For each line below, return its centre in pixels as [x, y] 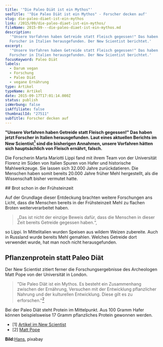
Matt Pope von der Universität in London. [46, 275]
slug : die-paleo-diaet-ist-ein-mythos [44, 19]
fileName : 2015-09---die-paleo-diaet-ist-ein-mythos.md [63, 28]
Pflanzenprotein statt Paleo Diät [54, 258]
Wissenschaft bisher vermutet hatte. [41, 179]
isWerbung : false [23, 105]
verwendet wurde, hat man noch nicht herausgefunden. [61, 242]
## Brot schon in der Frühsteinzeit [39, 188]
